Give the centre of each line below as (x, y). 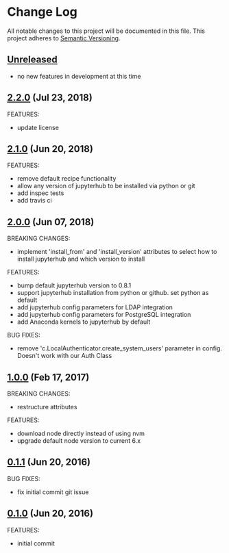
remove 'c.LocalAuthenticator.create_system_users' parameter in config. (120, 348)
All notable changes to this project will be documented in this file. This (106, 31)
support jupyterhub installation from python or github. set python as (113, 293)
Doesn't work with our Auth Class (64, 356)
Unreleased (33, 60)
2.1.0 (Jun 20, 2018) (50, 149)
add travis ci (35, 201)
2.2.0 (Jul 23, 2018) (50, 98)
